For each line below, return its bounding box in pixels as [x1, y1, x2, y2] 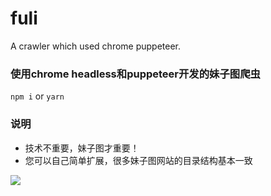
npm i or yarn [10, 90, 65, 102]
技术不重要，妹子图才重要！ [24, 142, 140, 154]
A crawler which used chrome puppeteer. [10, 40, 182, 52]
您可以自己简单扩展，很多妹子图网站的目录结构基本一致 [24, 154, 253, 166]
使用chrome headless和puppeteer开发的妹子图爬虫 [10, 67, 261, 81]
